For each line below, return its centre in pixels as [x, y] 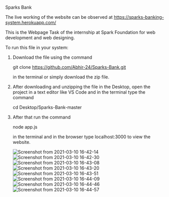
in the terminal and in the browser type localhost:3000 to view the [81, 137]
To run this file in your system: [37, 47]
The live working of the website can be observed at [59, 17]
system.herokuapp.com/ [31, 23]
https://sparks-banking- [139, 17]
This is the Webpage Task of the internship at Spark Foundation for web [80, 32]
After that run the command [42, 117]
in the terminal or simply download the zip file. [61, 77]
